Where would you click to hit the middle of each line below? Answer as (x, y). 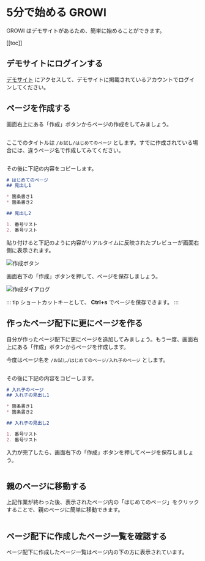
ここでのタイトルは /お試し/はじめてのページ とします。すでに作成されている (100, 142)
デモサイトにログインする (54, 64)
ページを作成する (39, 108)
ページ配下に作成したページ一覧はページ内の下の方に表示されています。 (97, 552)
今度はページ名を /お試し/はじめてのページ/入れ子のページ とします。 (88, 360)
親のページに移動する (47, 486)
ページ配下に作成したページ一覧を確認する (87, 536)
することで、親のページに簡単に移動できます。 (65, 510)
